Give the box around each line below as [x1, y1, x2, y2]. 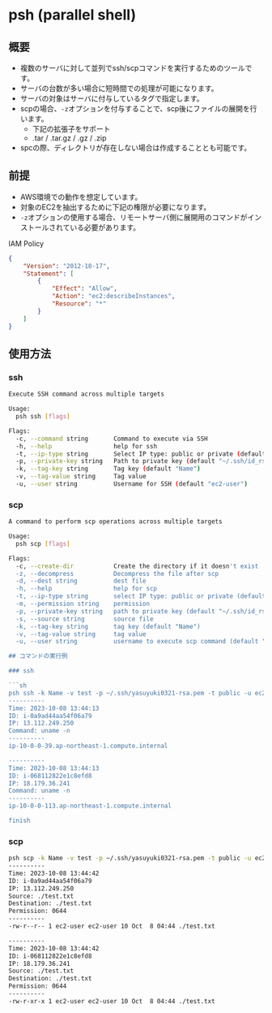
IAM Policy [8, 238, 45, 249]
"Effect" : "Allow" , [51, 284, 117, 293]
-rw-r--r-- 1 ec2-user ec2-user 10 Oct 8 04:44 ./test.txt [8, 922, 216, 931]
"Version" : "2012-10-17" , [23, 262, 111, 270]
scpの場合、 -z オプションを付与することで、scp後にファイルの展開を [19, 104, 251, 113]
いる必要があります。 [70, 222, 140, 232]
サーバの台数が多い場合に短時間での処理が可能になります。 [19, 84, 219, 93]
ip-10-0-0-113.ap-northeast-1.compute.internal [8, 802, 172, 810]
